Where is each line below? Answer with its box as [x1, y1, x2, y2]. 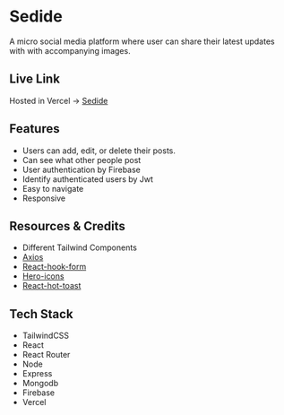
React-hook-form [22, 262, 87, 272]
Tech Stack [9, 307, 73, 322]
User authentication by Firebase [22, 164, 142, 175]
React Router [22, 350, 71, 360]
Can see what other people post [22, 154, 142, 165]
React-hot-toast [22, 281, 82, 291]
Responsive [22, 193, 65, 203]
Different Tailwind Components [22, 242, 137, 253]
